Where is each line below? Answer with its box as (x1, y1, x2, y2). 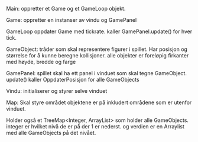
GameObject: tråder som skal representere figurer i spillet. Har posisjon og (6, 46, 188, 53)
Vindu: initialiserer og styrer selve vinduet (6, 88, 108, 94)
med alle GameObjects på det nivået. (6, 130, 96, 136)
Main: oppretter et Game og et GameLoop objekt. (6, 5, 126, 12)
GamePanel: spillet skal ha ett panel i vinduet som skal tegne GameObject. (6, 70, 187, 76)
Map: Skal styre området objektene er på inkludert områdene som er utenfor (6, 99, 192, 106)
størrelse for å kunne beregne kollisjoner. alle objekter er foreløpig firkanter (6, 52, 189, 59)
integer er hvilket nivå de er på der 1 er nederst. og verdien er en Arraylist (6, 123, 185, 130)
